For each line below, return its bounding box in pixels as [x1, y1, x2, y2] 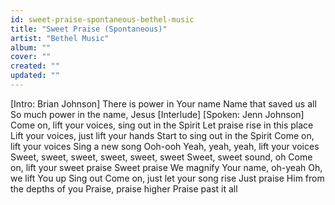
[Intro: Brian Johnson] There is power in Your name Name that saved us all [10, 97, 317, 110]
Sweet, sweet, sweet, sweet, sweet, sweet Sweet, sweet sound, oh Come [10, 151, 313, 163]
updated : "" [10, 71, 60, 81]
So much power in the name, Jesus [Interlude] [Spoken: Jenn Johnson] [10, 108, 305, 120]
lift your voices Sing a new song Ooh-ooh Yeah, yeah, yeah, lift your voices [10, 140, 320, 152]
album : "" [10, 42, 52, 53]
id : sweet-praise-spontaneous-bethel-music [10, 14, 195, 25]
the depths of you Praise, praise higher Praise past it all [10, 182, 238, 195]
